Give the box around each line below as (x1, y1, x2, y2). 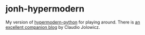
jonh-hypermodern (5, 3, 85, 14)
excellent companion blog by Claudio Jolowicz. (5, 24, 100, 30)
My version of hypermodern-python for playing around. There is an (5, 19, 140, 25)
